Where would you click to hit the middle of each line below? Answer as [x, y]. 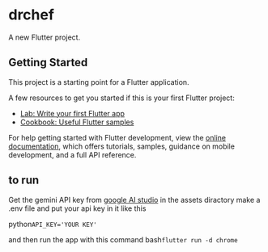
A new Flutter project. [45, 37]
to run [24, 181]
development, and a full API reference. [72, 154]
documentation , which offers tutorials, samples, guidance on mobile [121, 146]
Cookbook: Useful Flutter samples [77, 122]
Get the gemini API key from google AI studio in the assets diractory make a [134, 199]
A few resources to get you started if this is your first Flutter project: [121, 98]
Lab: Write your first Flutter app [72, 113]
